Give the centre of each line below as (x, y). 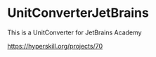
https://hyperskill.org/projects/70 (55, 46)
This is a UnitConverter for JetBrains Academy (74, 32)
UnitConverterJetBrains (78, 13)
